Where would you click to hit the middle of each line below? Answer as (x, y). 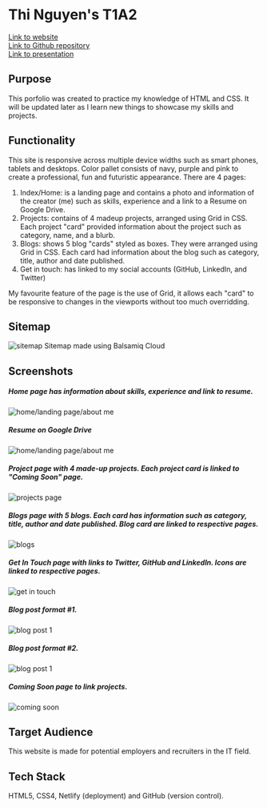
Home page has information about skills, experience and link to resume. (131, 392)
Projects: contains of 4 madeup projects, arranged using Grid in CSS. (133, 218)
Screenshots (41, 371)
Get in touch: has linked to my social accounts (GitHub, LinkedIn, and (133, 269)
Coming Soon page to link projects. (68, 687)
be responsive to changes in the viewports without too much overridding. (129, 301)
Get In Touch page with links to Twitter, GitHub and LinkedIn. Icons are (128, 563)
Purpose (30, 79)
